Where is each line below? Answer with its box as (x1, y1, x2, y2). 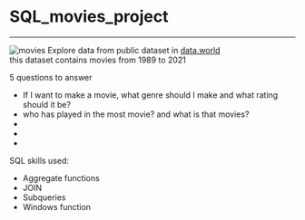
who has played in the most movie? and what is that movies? (22, 109, 250, 120)
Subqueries (22, 192, 66, 203)
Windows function (22, 201, 92, 212)
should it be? (22, 99, 71, 110)
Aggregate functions (22, 172, 100, 183)
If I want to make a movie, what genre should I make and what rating (22, 89, 279, 100)
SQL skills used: (9, 155, 70, 166)
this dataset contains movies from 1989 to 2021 (9, 54, 186, 65)
